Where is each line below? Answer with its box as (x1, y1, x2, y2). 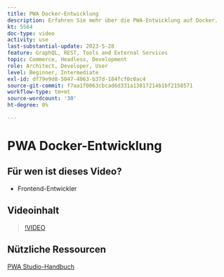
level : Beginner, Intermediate (7, 69, 99, 76)
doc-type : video (7, 29, 55, 37)
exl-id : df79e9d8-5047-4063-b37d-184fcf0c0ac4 (7, 75, 146, 83)
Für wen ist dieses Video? (7, 165, 122, 177)
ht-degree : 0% (7, 102, 49, 109)
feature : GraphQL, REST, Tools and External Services (7, 50, 169, 57)
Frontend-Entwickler (17, 184, 77, 193)
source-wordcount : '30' (7, 95, 77, 102)
